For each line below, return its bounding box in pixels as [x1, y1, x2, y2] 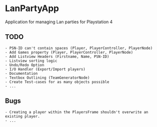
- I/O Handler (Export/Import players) [5, 67, 86, 71]
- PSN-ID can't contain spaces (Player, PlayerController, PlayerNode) [5, 45, 153, 51]
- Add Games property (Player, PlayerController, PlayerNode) [5, 50, 133, 55]
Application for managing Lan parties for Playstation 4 [5, 19, 113, 25]
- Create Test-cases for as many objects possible [5, 79, 110, 85]
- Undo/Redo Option [5, 62, 45, 68]
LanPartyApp [5, 3, 59, 14]
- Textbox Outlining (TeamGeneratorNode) [5, 75, 90, 80]
